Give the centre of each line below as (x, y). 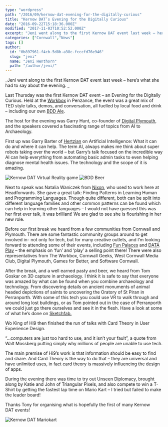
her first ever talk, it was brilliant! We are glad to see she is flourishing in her (83, 214)
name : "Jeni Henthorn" (33, 61)
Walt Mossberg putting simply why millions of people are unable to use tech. (84, 344)
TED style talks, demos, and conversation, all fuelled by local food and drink (83, 106)
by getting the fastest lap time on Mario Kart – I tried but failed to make (88, 390)
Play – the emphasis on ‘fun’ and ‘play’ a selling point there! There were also (83, 250)
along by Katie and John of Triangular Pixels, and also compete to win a (79, 384)
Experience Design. (25, 329)
